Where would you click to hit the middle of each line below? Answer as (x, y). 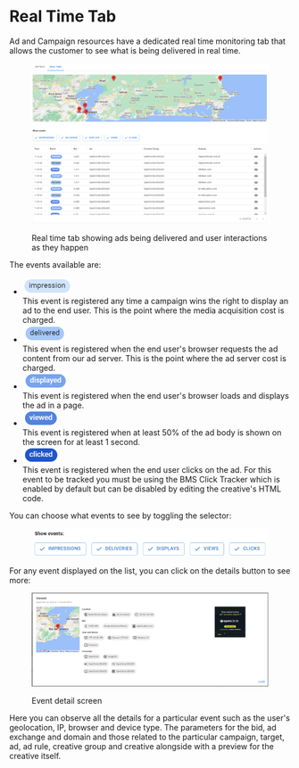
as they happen (60, 247)
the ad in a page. (53, 405)
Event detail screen (67, 701)
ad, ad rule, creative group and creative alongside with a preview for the (141, 747)
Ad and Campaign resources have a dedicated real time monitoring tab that (147, 41)
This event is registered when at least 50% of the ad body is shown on (152, 432)
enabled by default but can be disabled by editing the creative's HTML (152, 489)
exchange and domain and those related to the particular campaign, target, (147, 737)
